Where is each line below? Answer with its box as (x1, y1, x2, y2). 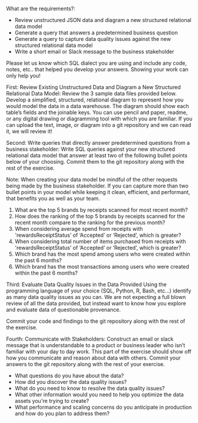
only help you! (6, 72, 41, 79)
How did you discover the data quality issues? (14, 379, 127, 385)
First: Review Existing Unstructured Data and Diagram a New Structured (6, 84, 181, 91)
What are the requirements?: (6, 5, 76, 12)
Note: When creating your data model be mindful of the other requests (6, 176, 178, 183)
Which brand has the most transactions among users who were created (14, 263, 189, 270)
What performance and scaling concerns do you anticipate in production (14, 403, 192, 411)
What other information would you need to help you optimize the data (14, 391, 184, 398)
